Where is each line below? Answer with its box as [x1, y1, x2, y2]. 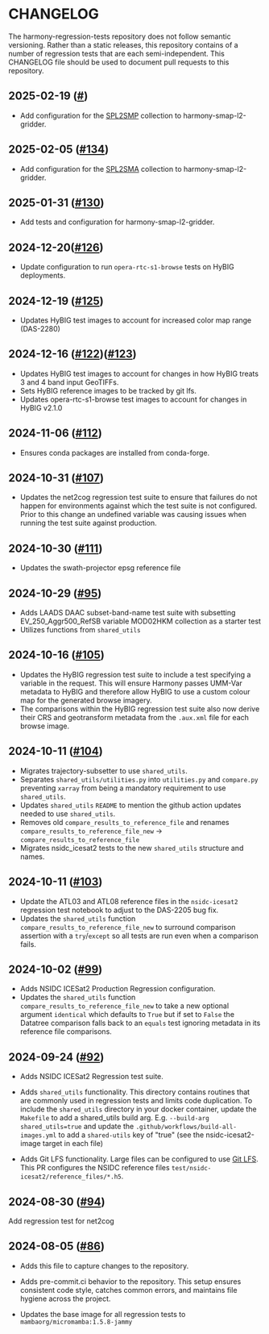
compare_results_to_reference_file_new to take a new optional [19, 1001, 230, 1011]
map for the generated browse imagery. [19, 695, 152, 705]
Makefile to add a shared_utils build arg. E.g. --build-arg [19, 1113, 209, 1123]
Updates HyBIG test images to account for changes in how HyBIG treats [19, 369, 259, 378]
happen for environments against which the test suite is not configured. [19, 501, 258, 511]
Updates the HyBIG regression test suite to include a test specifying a [19, 669, 251, 679]
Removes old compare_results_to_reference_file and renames [19, 817, 230, 827]
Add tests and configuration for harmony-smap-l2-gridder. [19, 217, 215, 227]
